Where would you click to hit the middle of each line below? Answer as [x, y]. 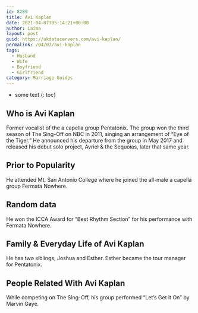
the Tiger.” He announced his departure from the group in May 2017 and [95, 140]
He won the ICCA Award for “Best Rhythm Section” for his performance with [99, 219]
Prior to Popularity [41, 165]
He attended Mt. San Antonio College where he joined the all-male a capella [99, 179]
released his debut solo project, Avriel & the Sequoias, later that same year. [98, 147]
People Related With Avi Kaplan [66, 283]
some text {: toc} [35, 95]
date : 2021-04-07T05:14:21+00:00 [48, 23]
